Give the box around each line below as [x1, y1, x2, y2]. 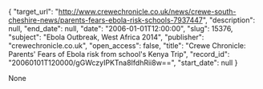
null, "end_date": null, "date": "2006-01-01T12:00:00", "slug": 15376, [8, 24, 233, 33]
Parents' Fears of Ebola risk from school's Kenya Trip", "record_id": [8, 50, 230, 59]
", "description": [202, 15, 255, 25]
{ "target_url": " [8, 7, 59, 16]
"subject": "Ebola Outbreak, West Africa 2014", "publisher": [8, 32, 204, 42]
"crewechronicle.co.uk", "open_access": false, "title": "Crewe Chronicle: [8, 41, 246, 51]
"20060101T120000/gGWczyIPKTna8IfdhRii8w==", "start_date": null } [8, 58, 238, 67]
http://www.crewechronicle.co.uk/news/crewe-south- [58, 7, 237, 16]
